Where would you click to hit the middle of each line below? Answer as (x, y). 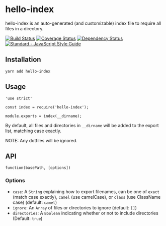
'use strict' (19, 98)
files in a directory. (24, 28)
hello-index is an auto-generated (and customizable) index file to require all (83, 23)
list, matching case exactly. (33, 131)
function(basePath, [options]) (38, 168)
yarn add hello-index (28, 71)
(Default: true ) (27, 218)
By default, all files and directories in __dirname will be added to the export (82, 125)
